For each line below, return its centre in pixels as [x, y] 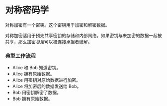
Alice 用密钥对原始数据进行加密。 [46, 80]
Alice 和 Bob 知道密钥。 [37, 68]
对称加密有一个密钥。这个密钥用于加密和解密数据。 [57, 25]
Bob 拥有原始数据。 [32, 99]
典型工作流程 [21, 56]
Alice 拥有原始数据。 [33, 74]
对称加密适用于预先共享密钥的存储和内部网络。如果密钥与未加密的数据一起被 [83, 35]
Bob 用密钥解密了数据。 [37, 93]
